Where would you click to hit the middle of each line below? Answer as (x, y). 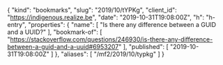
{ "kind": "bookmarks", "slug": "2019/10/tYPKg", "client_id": (92, 10)
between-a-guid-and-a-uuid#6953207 (63, 47)
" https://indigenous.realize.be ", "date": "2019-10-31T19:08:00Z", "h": (106, 17)
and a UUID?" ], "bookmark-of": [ (55, 32)
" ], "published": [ (143, 47)
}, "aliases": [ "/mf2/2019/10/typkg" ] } (110, 54)
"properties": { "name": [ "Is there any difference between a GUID (122, 25)
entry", (17, 25)
